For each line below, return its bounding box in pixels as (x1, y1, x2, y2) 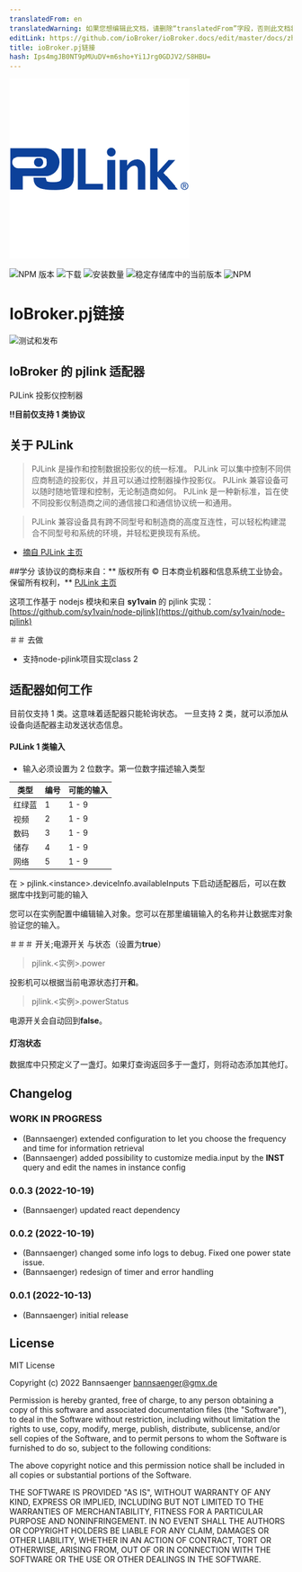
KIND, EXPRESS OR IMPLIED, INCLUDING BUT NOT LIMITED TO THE (9, 1496, 264, 1507)
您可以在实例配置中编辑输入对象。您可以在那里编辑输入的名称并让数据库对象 (9, 908, 293, 919)
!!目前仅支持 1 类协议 (9, 409, 85, 419)
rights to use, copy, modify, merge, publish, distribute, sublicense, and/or (9, 1423, 280, 1434)
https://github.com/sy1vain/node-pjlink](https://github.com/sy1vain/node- (12, 606, 286, 616)
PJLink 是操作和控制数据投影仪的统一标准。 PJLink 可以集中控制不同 (31, 463, 284, 474)
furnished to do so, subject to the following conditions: (9, 1442, 211, 1453)
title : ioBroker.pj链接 (9, 43, 96, 52)
